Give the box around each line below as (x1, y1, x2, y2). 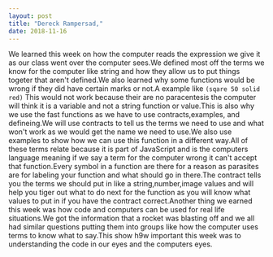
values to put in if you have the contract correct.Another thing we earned (8, 196, 253, 206)
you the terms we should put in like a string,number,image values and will (8, 179, 254, 189)
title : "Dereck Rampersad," (8, 20, 104, 28)
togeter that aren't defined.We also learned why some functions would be (8, 75, 255, 85)
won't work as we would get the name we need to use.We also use (8, 127, 232, 137)
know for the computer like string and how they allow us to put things (8, 67, 240, 76)
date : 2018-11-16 (8, 27, 67, 35)
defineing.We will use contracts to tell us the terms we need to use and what (8, 119, 264, 128)
